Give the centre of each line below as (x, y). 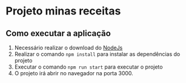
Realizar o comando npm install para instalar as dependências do (97, 54)
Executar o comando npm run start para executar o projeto (88, 67)
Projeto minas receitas (63, 11)
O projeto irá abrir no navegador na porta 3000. (74, 73)
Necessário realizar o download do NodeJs (68, 48)
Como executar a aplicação (58, 33)
